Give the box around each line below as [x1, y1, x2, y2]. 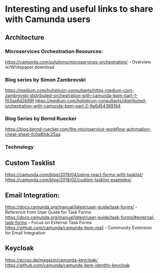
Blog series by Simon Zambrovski [5, 76, 86, 83]
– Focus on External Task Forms [28, 220, 92, 226]
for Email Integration [5, 230, 46, 236]
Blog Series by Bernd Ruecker [5, 115, 77, 122]
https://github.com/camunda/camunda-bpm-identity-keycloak [5, 262, 130, 268]
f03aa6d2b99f [5, 98, 35, 104]
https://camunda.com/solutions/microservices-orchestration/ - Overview [5, 59, 151, 64]
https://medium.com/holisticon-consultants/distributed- [35, 98, 147, 104]
